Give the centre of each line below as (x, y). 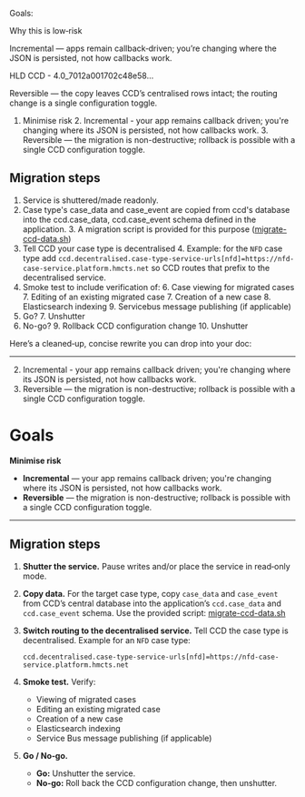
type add (39, 257)
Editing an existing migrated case (98, 709)
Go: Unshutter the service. (86, 773)
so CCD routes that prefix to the (211, 267)
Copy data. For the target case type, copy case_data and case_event (150, 593)
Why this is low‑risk (46, 30)
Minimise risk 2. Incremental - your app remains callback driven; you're (156, 121)
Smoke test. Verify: (59, 681)
